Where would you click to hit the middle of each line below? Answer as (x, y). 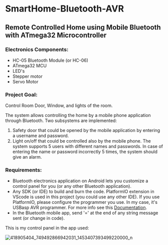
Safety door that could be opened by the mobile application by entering (86, 131)
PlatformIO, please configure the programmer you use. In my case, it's (85, 202)
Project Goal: (21, 94)
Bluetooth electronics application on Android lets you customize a (80, 181)
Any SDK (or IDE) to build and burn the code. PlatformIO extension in (83, 192)
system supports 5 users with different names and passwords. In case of (88, 147)
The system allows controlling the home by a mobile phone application (78, 115)
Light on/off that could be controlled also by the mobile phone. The (82, 141)
